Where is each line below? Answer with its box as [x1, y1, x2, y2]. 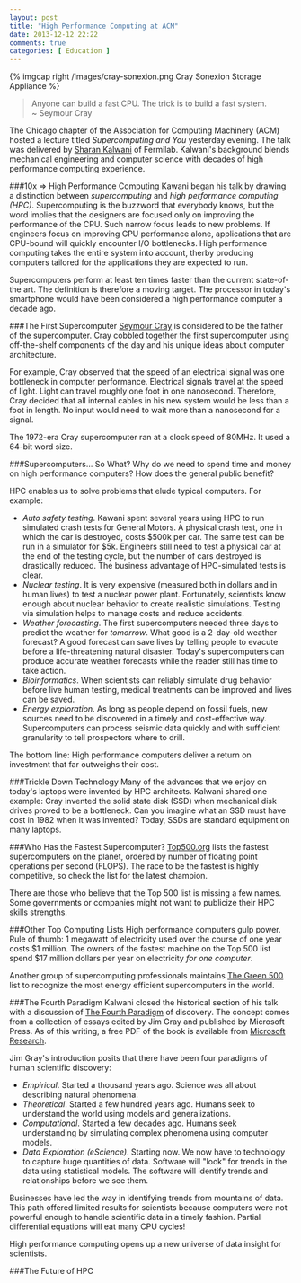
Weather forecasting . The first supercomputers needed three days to [22, 617, 279, 629]
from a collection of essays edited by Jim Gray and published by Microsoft [9, 1016, 285, 1027]
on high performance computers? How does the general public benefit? [9, 468, 274, 479]
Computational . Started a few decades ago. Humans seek [22, 1118, 237, 1128]
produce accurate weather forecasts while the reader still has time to [22, 656, 279, 667]
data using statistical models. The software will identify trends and [22, 1165, 268, 1177]
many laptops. [9, 824, 62, 836]
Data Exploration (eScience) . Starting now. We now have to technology [22, 1146, 286, 1157]
